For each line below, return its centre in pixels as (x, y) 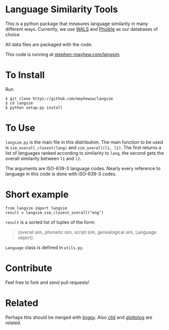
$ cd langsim (19, 103)
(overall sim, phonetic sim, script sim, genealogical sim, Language (87, 232)
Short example (37, 194)
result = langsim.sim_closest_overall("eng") (54, 213)
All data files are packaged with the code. (49, 44)
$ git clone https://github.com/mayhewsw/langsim (59, 98)
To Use (20, 128)
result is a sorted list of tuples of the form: (50, 222)
